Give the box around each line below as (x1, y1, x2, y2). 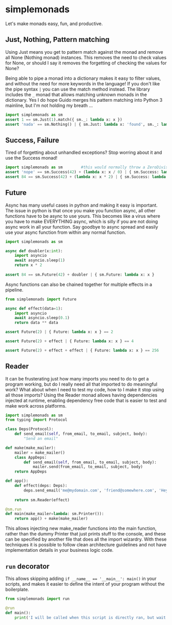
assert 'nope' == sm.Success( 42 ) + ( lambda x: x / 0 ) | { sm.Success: (5, 170, 159, 175)
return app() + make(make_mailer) (14, 516, 88, 521)
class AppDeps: (14, 455, 47, 460)
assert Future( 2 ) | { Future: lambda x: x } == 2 (5, 329, 114, 334)
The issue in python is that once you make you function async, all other (5, 207, 156, 213)
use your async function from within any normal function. (5, 229, 126, 235)
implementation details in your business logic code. (5, 547, 114, 553)
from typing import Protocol (5, 417, 68, 422)
